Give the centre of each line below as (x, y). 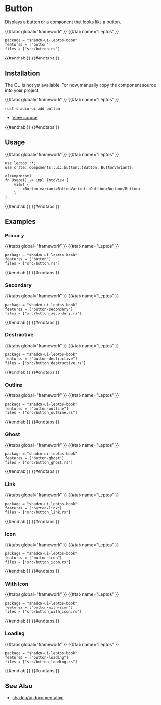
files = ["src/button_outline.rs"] (41, 413)
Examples (20, 222)
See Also (19, 686)
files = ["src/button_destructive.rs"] (46, 363)
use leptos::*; (20, 163)
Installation (22, 73)
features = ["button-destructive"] (41, 359)
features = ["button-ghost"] (35, 458)
